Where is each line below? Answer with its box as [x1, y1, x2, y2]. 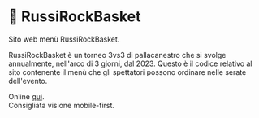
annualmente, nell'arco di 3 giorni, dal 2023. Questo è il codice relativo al [8, 59, 253, 68]
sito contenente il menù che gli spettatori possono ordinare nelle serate [8, 67, 247, 76]
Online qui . [8, 91, 45, 101]
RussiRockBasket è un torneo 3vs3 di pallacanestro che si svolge [8, 50, 227, 59]
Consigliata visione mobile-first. [8, 100, 115, 110]
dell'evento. [8, 76, 48, 85]
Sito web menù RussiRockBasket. [8, 34, 120, 44]
